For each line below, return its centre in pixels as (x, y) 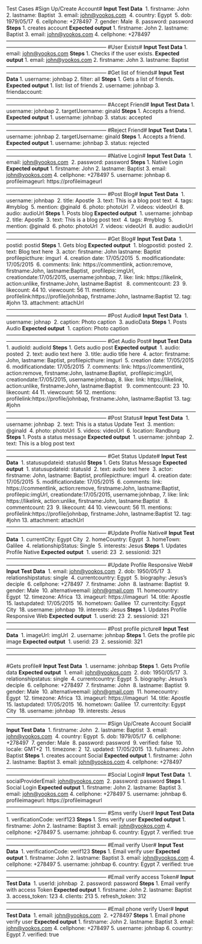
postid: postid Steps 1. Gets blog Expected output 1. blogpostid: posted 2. (99, 245)
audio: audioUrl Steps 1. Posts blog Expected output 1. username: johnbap (99, 213)
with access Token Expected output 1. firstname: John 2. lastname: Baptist (99, 890)
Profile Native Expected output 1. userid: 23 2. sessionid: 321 (84, 552)
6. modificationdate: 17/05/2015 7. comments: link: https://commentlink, (95, 367)
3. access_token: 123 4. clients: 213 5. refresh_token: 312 (76, 896)
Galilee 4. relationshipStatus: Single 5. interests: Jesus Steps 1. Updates (97, 546)
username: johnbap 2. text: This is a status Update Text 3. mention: (91, 424)
